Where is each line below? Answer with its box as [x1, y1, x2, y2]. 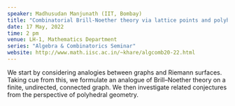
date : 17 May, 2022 [7, 23, 64, 30]
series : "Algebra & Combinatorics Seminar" [7, 43, 136, 50]
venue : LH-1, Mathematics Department [7, 36, 117, 43]
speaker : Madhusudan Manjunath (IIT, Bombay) [7, 10, 142, 17]
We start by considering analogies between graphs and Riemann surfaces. [7, 68, 222, 77]
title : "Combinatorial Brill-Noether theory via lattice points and [7, 17, 211, 24]
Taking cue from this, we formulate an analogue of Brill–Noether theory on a [7, 75, 226, 84]
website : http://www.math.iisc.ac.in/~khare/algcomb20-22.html [7, 50, 196, 56]
